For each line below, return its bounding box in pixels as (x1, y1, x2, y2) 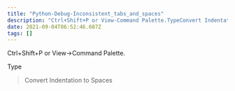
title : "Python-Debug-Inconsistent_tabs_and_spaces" (7, 10, 164, 17)
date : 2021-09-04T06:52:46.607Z (7, 23, 101, 30)
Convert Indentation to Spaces (24, 76, 113, 85)
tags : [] (7, 29, 33, 37)
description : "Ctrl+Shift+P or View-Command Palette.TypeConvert (7, 17, 201, 24)
